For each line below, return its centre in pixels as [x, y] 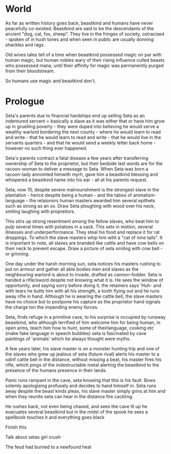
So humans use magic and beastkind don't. [51, 81]
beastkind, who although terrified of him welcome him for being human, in [83, 322]
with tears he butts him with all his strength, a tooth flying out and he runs [82, 291]
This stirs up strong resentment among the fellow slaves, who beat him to [82, 221]
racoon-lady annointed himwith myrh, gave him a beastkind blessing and [82, 174]
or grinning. [17, 254]
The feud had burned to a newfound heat [48, 447]
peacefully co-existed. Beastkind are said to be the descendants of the [80, 28]
